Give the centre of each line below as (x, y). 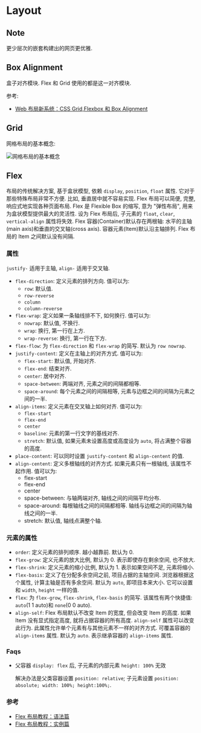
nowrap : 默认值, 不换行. (52, 323)
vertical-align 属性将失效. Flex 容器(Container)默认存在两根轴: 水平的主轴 (99, 221)
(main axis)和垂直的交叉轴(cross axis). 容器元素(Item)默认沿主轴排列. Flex (97, 229)
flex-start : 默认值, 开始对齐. (60, 360)
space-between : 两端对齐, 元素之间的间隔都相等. (82, 383)
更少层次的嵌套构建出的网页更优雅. (49, 48)
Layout (24, 11)
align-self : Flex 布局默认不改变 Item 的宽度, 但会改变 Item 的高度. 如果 (103, 613)
